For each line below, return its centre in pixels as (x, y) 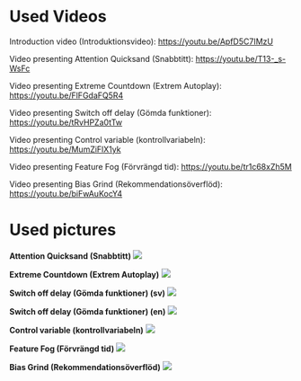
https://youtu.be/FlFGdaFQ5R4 (66, 95)
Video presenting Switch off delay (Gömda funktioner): (111, 112)
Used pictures (63, 230)
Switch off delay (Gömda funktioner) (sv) (88, 293)
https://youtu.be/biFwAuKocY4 (66, 193)
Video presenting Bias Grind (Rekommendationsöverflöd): (116, 184)
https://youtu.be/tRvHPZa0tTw (66, 122)
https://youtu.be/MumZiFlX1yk (65, 149)
